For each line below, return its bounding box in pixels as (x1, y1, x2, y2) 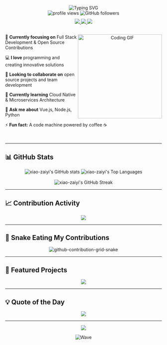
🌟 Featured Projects (5, 266, 68, 274)
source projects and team (5, 77, 58, 83)
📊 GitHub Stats (5, 153, 54, 161)
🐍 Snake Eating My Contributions (5, 233, 109, 242)
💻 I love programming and (5, 55, 60, 60)
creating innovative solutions (5, 62, 64, 68)
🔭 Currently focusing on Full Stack (5, 34, 77, 40)
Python (5, 112, 20, 117)
